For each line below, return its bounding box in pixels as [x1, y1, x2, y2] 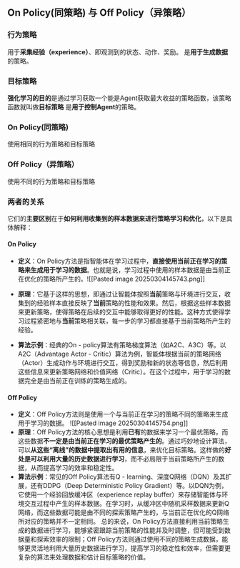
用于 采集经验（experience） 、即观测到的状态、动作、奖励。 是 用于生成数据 [7, 47, 229, 56]
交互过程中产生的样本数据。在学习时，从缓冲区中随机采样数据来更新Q [24, 499, 230, 508]
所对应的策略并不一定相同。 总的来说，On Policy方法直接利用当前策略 [17, 517, 224, 526]
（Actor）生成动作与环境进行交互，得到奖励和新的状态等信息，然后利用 [17, 359, 229, 367]
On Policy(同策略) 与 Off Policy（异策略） [7, 6, 191, 19]
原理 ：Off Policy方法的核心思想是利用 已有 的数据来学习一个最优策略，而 [17, 428, 229, 437]
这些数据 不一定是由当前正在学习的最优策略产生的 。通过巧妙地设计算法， [17, 437, 231, 445]
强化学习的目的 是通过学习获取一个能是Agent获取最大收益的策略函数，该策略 [7, 94, 232, 102]
